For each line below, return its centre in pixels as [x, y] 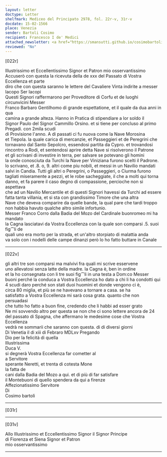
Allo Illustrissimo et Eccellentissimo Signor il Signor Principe [66, 434]
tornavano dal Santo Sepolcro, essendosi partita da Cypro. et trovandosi [79, 144]
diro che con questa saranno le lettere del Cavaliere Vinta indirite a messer [82, 86]
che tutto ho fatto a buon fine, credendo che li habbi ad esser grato [74, 306]
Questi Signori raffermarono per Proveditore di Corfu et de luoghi [72, 97]
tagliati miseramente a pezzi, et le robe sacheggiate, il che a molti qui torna [82, 176]
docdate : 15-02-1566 [27, 24]
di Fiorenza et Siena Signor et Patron [43, 439]
